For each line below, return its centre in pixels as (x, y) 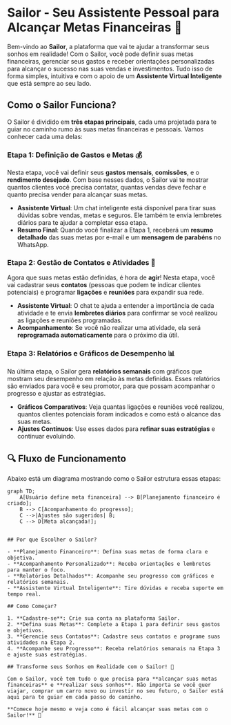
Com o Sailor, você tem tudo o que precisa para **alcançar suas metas (112, 679)
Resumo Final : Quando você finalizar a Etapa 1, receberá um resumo (115, 230)
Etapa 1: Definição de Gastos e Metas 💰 (75, 155)
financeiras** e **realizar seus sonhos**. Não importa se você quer (109, 685)
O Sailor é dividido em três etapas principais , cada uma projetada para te (112, 122)
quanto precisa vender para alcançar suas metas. (78, 194)
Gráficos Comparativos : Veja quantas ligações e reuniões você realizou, (120, 407)
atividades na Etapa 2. (41, 643)
